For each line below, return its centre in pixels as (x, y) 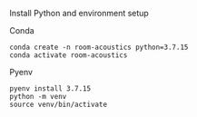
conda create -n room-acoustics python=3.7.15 (99, 47)
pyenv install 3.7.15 (50, 89)
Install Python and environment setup (79, 13)
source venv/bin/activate (58, 104)
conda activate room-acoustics (69, 55)
